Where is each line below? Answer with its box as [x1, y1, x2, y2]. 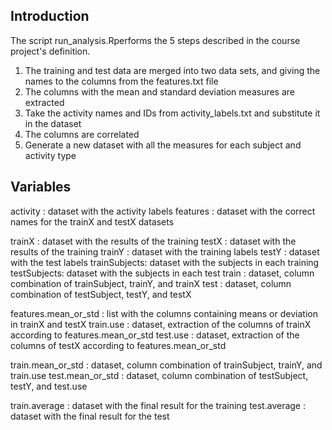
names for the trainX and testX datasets [10, 215, 175, 228]
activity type [24, 149, 77, 161]
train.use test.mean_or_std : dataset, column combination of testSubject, [10, 369, 309, 381]
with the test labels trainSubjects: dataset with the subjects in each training [10, 256, 320, 268]
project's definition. [10, 45, 91, 57]
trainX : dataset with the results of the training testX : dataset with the [10, 235, 297, 247]
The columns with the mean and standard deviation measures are [24, 85, 296, 98]
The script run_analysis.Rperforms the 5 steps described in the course [10, 34, 301, 46]
